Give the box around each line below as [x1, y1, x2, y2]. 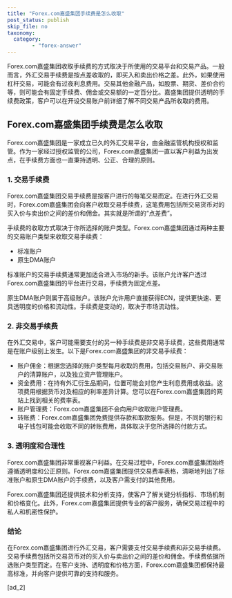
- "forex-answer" [32, 42, 81, 49]
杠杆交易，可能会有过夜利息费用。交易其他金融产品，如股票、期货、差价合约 [7, 80, 225, 87]
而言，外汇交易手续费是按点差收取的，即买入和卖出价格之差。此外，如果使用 [7, 71, 225, 79]
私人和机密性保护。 [7, 507, 62, 516]
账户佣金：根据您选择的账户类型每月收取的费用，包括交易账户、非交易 [17, 362, 217, 370]
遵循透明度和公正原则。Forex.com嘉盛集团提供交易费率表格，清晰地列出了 [7, 467, 219, 475]
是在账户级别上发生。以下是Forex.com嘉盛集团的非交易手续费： [7, 347, 188, 355]
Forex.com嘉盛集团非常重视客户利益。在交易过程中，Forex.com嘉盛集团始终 [7, 458, 224, 467]
